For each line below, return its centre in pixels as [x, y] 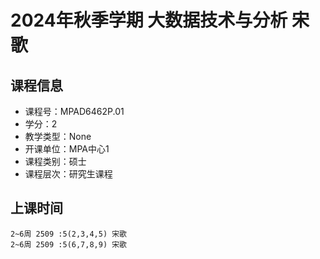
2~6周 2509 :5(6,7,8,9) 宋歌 [69, 244]
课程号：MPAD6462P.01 [74, 111]
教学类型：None [58, 136]
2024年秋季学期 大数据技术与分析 [149, 20]
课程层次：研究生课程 [68, 174]
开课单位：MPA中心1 [67, 149]
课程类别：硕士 [55, 161]
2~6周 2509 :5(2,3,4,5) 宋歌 [69, 234]
